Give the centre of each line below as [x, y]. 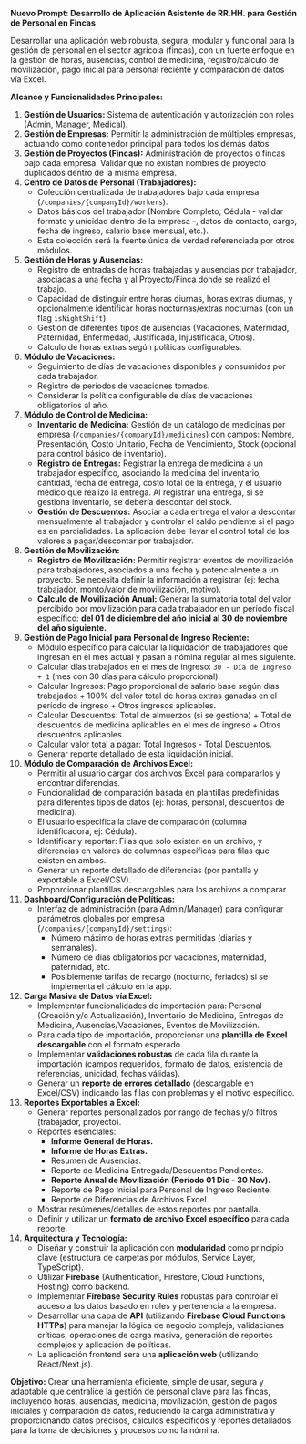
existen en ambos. [71, 860]
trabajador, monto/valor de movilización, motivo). [129, 589]
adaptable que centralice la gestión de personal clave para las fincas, [141, 1391]
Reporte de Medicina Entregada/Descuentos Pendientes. [157, 1170]
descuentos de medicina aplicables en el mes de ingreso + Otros [159, 725]
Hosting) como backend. [83, 1286]
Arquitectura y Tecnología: [76, 1238]
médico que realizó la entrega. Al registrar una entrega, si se [150, 492]
